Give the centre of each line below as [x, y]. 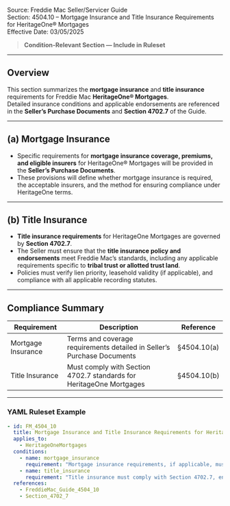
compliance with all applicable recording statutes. [87, 280]
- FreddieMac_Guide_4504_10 [59, 490]
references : [30, 483]
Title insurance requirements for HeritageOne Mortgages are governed [118, 236]
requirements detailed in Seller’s [118, 347]
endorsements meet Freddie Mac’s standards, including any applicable [117, 258]
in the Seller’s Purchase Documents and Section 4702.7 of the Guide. [107, 111]
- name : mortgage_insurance [59, 458]
